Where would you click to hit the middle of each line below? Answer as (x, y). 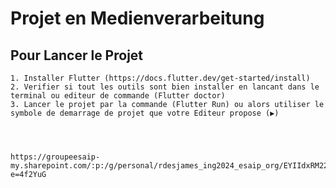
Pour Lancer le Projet (77, 55)
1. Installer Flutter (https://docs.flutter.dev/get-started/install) (160, 78)
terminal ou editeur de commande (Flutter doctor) (118, 96)
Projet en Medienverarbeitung (137, 18)
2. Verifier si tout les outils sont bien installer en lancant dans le (165, 87)
